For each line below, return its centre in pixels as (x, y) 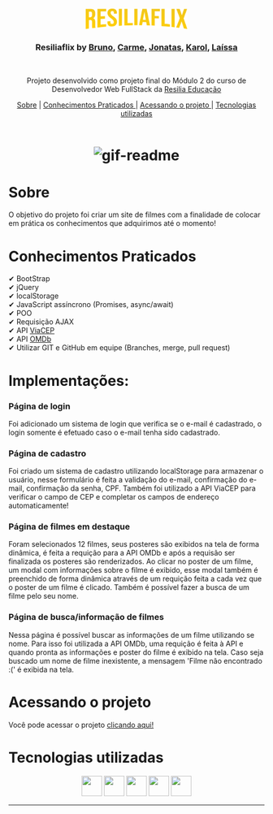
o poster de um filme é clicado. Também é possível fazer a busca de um (129, 587)
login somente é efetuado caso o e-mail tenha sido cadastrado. (115, 432)
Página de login (39, 406)
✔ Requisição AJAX (41, 322)
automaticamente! (39, 506)
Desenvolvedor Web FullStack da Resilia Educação (136, 89)
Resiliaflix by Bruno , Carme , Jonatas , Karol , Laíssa (136, 47)
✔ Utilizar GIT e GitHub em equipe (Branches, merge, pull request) (119, 348)
